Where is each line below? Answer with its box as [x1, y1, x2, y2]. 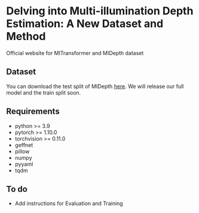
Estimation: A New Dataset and [6, 17, 164, 31]
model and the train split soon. [6, 89, 81, 96]
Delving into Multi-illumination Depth [6, 4, 194, 18]
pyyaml [14, 160, 33, 168]
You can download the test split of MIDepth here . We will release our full [6, 83, 184, 90]
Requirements [6, 106, 60, 117]
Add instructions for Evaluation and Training [14, 200, 124, 207]
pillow [14, 148, 30, 155]
